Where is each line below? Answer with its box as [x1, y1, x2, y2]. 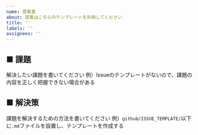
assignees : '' [6, 31, 42, 37]
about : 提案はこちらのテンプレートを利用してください [6, 14, 122, 20]
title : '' [6, 20, 31, 26]
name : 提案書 [6, 8, 36, 15]
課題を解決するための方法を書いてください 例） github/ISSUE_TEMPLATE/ [6, 114, 181, 122]
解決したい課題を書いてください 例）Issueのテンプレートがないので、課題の [6, 71, 193, 78]
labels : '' [6, 25, 33, 32]
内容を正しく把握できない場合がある [6, 79, 95, 86]
